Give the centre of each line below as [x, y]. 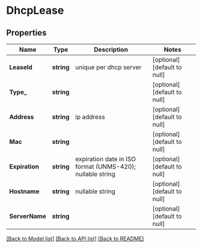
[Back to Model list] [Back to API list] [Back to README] [75, 239]
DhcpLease [35, 11]
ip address [90, 117]
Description [111, 50]
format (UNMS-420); [106, 166]
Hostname [24, 191]
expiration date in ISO [106, 159]
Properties [26, 33]
